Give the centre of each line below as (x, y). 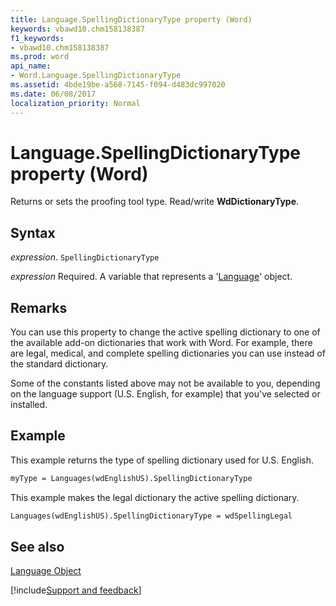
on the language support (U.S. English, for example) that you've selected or (165, 394)
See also (37, 547)
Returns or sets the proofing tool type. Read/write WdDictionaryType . (155, 202)
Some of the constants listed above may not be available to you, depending (165, 383)
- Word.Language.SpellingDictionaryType (96, 76)
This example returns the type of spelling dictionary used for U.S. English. (162, 460)
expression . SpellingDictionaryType (85, 257)
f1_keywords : (37, 38)
